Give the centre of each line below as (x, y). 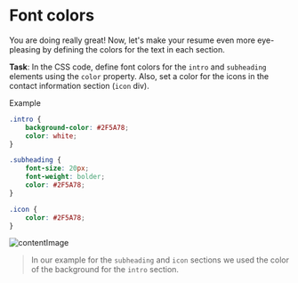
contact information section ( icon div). (79, 85)
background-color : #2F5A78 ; (77, 127)
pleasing (25, 49)
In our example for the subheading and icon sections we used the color (160, 260)
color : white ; (51, 136)
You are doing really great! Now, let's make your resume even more (133, 40)
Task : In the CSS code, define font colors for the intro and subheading (138, 67)
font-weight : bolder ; (65, 177)
